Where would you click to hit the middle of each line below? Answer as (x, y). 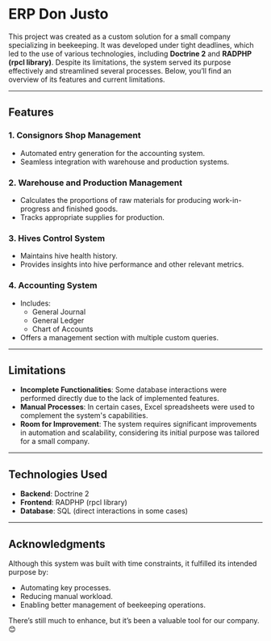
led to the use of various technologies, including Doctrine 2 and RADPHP (130, 53)
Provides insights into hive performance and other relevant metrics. (132, 264)
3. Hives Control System (57, 238)
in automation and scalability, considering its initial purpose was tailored (140, 432)
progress (35, 209)
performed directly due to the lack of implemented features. (119, 399)
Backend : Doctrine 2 (54, 494)
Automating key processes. (65, 588)
